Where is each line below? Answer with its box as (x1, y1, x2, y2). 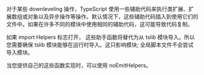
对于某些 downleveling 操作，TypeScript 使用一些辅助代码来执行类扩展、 (6, 5, 189, 12)
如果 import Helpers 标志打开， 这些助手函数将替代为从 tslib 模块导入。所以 (6, 34, 195, 41)
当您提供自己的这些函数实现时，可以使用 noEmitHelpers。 (6, 62, 152, 69)
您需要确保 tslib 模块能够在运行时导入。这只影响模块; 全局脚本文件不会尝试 (6, 41, 194, 48)
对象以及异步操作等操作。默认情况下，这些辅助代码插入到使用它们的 (27, 13, 199, 20)
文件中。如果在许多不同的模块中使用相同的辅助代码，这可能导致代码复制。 (6, 21, 193, 27)
